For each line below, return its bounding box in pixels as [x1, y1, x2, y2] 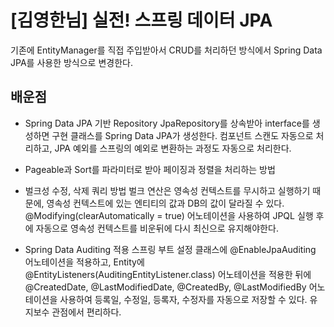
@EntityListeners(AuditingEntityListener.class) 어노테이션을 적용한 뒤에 [24, 268, 312, 280]
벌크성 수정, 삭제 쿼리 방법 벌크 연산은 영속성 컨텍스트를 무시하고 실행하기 [24, 184, 311, 196]
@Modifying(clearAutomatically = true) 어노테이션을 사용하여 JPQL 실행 [24, 209, 314, 221]
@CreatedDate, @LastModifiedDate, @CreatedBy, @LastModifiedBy [24, 281, 307, 293]
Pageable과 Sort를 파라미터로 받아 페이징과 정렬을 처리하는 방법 [24, 163, 276, 175]
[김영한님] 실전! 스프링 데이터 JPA [10, 9, 273, 32]
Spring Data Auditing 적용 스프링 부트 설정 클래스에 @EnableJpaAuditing [24, 243, 317, 255]
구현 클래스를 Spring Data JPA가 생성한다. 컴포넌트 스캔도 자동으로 [51, 129, 314, 141]
